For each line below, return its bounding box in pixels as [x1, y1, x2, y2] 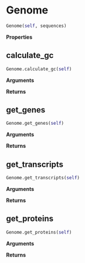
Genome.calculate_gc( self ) [6, 66, 72, 72]
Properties [6, 33, 33, 40]
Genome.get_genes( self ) [6, 121, 64, 127]
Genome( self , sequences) [6, 23, 67, 29]
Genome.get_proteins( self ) [6, 229, 72, 235]
